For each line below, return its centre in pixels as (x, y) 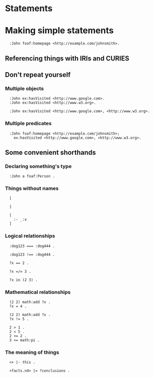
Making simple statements (59, 31)
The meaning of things (32, 352)
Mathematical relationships (38, 292)
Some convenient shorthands (50, 152)
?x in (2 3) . (23, 280)
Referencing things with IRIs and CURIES (67, 58)
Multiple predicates (28, 123)
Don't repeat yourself (38, 75)
